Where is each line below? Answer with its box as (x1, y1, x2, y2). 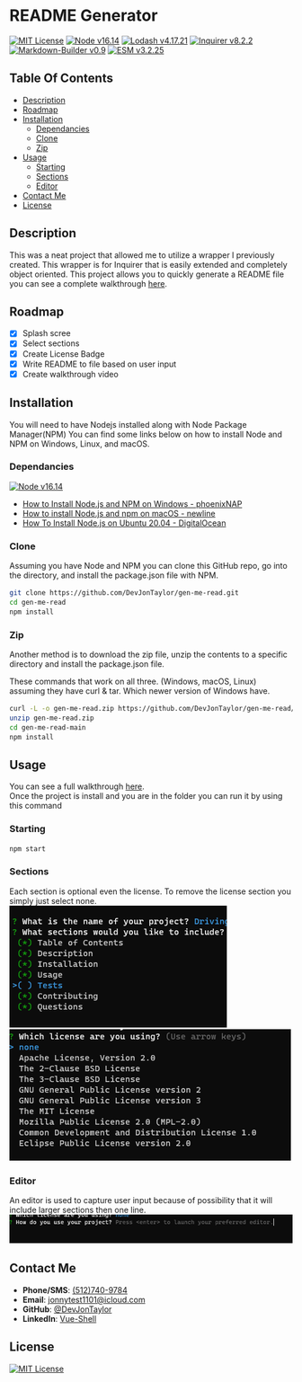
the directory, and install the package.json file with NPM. (9, 570, 218, 580)
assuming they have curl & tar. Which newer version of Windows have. (9, 686, 271, 696)
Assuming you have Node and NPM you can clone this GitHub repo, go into (9, 561, 288, 571)
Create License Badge (22, 348, 105, 359)
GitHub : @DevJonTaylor (22, 1304, 112, 1315)
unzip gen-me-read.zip (9, 713, 94, 722)
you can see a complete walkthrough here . (9, 278, 168, 288)
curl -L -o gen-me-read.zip (9, 704, 115, 713)
